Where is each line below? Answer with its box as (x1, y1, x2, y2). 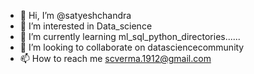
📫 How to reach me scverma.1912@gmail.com (19, 53, 212, 64)
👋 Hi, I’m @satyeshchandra (19, 10, 132, 21)
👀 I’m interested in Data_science (19, 20, 153, 32)
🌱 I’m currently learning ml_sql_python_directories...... (19, 31, 241, 42)
